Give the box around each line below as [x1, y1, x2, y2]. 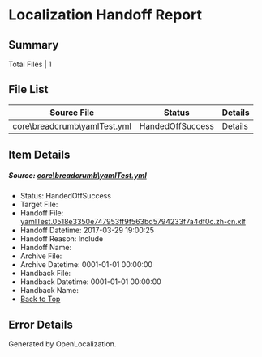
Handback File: [19, 269, 71, 278]
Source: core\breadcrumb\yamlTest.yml [8, 170, 148, 180]
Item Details [8, 148, 71, 162]
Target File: [19, 200, 58, 210]
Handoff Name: [19, 243, 71, 253]
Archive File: [19, 251, 62, 261]
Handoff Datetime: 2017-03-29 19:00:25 [19, 225, 154, 236]
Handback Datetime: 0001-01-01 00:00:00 [19, 277, 162, 287]
